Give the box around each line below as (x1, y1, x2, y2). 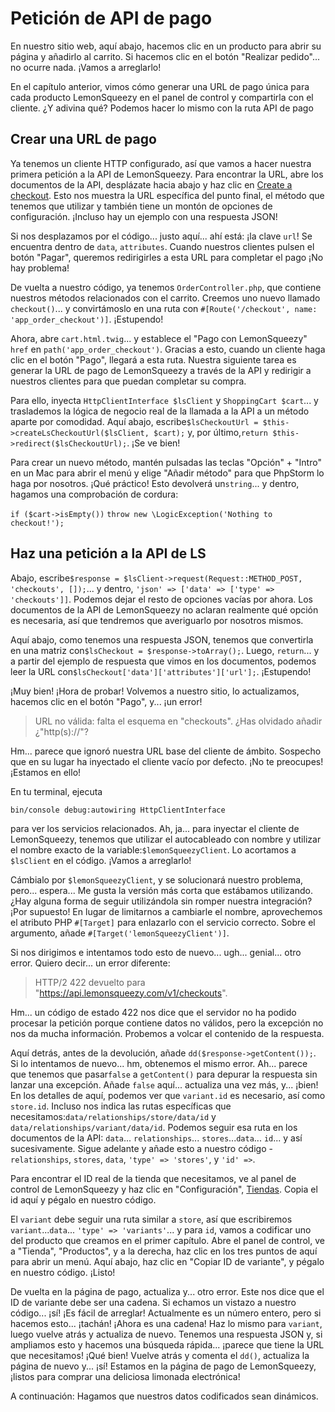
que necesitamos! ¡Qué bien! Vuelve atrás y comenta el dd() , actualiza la (10, 1349, 310, 1361)
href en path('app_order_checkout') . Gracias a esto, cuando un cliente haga (10, 343, 326, 355)
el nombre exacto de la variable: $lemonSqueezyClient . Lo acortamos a (10, 843, 297, 856)
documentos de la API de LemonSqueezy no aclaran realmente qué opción (10, 603, 319, 616)
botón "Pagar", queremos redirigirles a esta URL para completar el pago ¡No (10, 251, 324, 263)
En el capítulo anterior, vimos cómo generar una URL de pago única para (10, 80, 310, 92)
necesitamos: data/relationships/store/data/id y (10, 1110, 217, 1122)
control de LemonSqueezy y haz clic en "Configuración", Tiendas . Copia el (10, 1183, 318, 1195)
